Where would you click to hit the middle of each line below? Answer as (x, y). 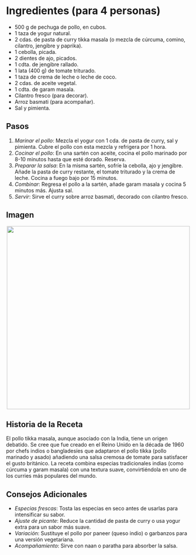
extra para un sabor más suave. (53, 527)
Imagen (20, 215)
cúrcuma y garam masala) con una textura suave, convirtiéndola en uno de (96, 469)
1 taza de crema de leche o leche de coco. (66, 77)
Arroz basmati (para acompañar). (55, 101)
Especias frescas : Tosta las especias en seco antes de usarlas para (96, 509)
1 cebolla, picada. (35, 52)
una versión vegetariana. (44, 540)
